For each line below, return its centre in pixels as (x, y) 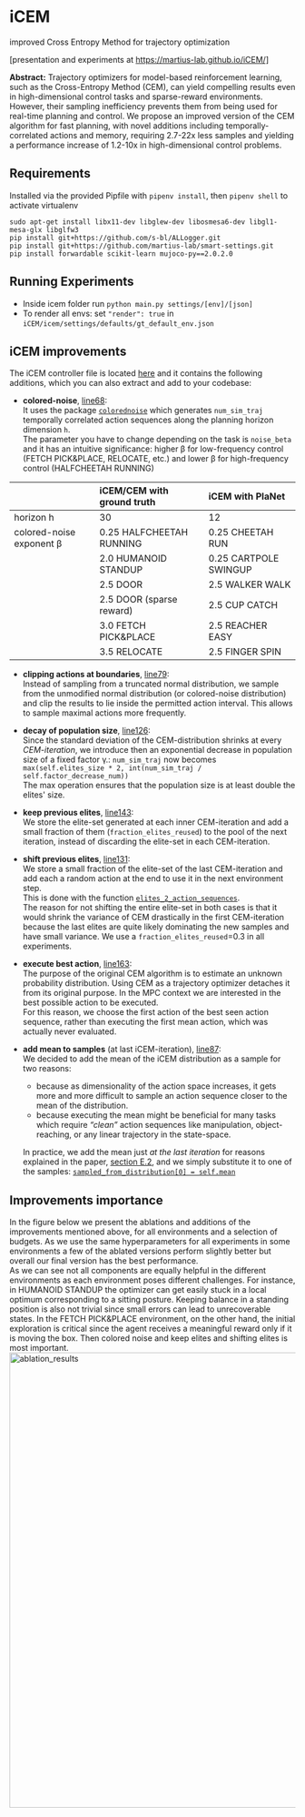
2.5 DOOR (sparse (138, 600)
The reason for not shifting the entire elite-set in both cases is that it (150, 908)
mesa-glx (26, 229)
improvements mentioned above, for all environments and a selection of (144, 1232)
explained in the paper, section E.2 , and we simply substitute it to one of (157, 1162)
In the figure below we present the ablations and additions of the (130, 1223)
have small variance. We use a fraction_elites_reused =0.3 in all (143, 937)
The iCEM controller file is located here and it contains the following (136, 373)
